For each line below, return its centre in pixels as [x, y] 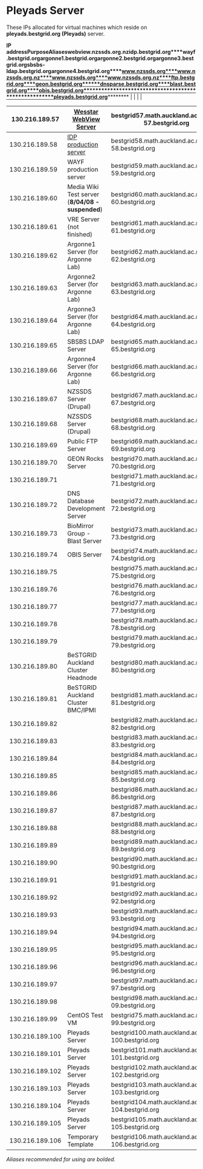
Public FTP [83, 441]
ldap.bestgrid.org [29, 71]
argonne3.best [175, 58]
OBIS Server [85, 555]
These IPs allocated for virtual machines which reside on [77, 27]
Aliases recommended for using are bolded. [61, 1159]
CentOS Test [85, 1015]
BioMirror [81, 526]
